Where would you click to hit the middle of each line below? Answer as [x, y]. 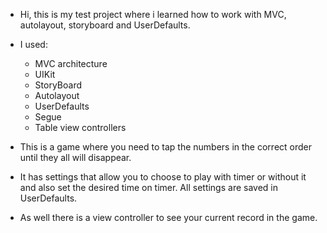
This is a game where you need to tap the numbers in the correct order [165, 147]
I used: [33, 44]
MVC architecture [71, 63]
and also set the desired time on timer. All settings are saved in [149, 187]
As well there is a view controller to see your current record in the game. [168, 217]
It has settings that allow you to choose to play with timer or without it [163, 177]
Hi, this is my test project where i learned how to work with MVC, [153, 14]
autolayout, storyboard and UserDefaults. [105, 25]
